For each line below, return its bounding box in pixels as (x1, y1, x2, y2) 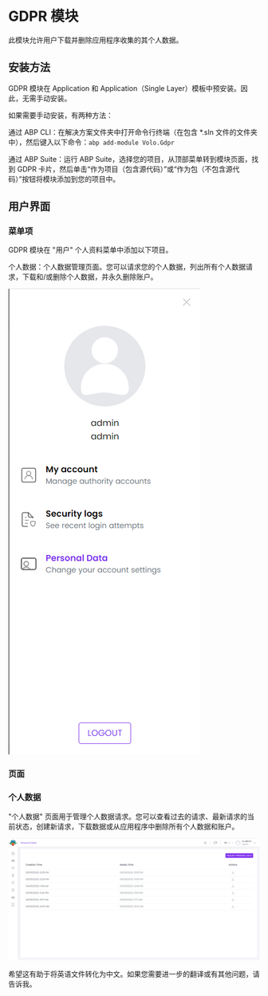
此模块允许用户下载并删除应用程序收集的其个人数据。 (8, 35, 183, 45)
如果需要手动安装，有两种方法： (8, 110, 113, 120)
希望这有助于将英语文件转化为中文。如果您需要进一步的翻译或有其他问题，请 (8, 969, 260, 978)
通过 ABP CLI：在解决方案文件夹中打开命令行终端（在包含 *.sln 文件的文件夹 (8, 127, 258, 136)
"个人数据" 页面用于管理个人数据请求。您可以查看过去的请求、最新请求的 (8, 811, 247, 821)
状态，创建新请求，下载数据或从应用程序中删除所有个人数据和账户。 (14, 821, 239, 831)
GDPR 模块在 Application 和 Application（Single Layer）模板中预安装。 (8, 83, 242, 93)
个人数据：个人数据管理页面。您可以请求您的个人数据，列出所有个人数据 (8, 262, 246, 272)
